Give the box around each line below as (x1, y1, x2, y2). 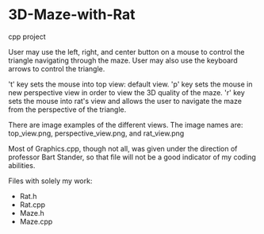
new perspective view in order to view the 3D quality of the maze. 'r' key (8, 87, 246, 97)
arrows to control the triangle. (8, 63, 105, 73)
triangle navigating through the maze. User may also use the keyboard (8, 56, 238, 65)
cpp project (8, 32, 46, 41)
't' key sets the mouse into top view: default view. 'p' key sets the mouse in (8, 79, 253, 89)
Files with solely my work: (8, 176, 93, 186)
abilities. (8, 160, 36, 170)
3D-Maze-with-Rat (8, 6, 136, 24)
